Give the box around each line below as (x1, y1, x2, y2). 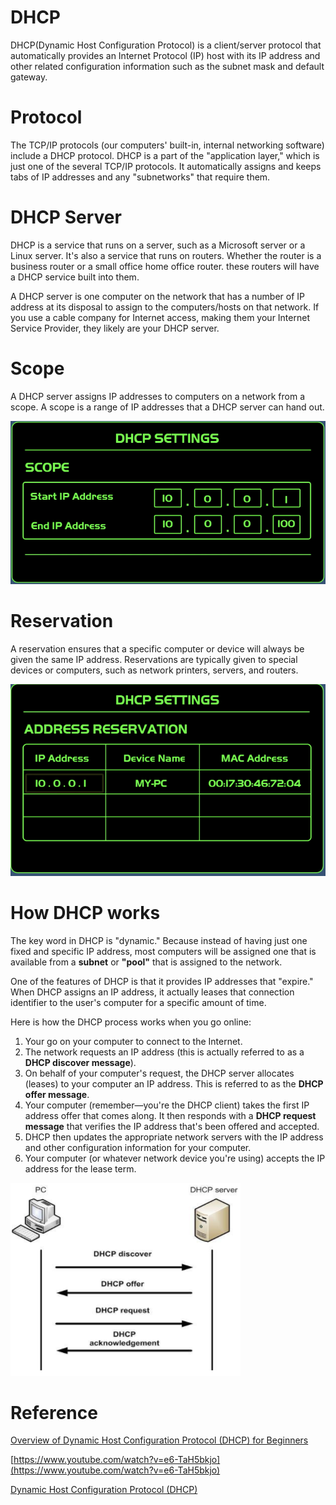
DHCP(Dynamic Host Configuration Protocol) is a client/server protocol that (10, 39, 322, 51)
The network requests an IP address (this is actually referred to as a (24, 1046, 305, 1058)
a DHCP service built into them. (10, 271, 140, 283)
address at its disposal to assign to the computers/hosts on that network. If (10, 301, 320, 313)
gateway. (10, 71, 48, 83)
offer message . (24, 1088, 90, 1100)
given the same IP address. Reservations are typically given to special (10, 654, 298, 666)
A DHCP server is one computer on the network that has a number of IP (10, 290, 305, 302)
